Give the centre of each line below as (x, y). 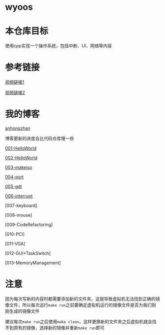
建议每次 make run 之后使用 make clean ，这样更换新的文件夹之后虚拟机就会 (79, 321)
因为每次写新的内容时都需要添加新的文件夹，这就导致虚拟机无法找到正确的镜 (82, 299)
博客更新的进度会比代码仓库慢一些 (40, 138)
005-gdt (14, 186)
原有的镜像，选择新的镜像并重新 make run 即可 (59, 328)
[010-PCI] (15, 234)
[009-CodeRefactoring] (29, 225)
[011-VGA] (15, 244)
